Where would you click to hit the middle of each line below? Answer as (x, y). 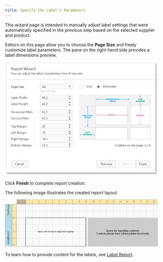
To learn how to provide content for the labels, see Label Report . (69, 254)
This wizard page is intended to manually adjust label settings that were (77, 25)
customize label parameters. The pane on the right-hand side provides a (77, 50)
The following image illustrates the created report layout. (62, 192)
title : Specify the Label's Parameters (45, 10)
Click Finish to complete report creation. (45, 183)
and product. (18, 35)
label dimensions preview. (31, 55)
